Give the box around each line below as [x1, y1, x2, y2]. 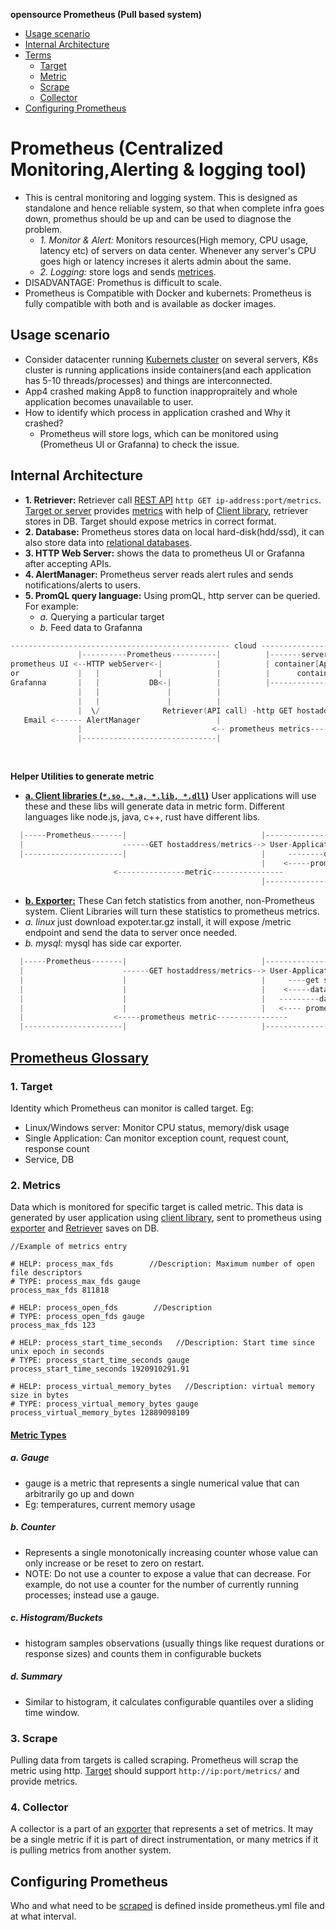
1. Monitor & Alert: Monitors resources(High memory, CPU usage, [39, 234, 309, 246]
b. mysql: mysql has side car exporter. [24, 937, 182, 949]
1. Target [10, 1079, 53, 1093]
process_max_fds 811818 [10, 1285, 110, 1296]
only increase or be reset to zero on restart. [24, 1557, 205, 1569]
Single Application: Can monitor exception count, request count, [24, 1132, 290, 1144]
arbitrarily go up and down [24, 1487, 135, 1499]
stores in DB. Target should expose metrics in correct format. [24, 515, 277, 527]
